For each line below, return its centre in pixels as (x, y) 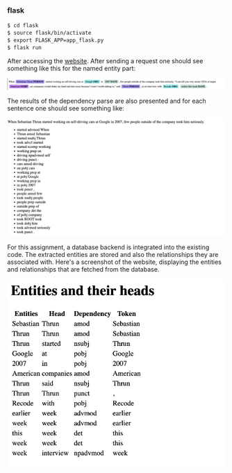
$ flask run (24, 47)
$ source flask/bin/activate (49, 33)
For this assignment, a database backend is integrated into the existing (108, 247)
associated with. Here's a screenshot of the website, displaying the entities (115, 262)
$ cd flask (23, 26)
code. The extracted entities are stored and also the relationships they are (113, 254)
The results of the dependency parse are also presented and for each (107, 101)
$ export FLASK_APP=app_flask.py (56, 40)
